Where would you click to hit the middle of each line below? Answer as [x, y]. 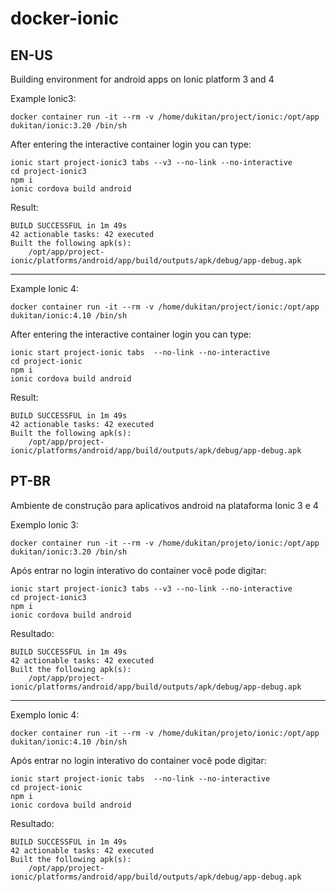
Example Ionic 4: [45, 288]
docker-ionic [65, 18]
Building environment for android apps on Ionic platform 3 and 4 [142, 79]
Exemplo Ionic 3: [44, 524]
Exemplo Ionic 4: [45, 714]
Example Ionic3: [43, 98]
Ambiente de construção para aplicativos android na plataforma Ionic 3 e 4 [164, 505]
